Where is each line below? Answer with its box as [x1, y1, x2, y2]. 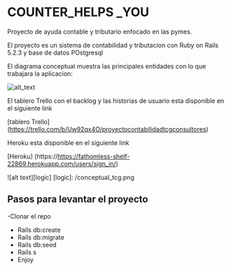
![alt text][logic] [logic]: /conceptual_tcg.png [7, 173, 134, 181]
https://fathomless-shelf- [57, 152, 130, 160]
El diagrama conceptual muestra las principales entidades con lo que [7, 62, 206, 70]
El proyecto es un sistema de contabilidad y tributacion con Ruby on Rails [7, 41, 219, 49]
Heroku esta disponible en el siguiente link [7, 138, 129, 147]
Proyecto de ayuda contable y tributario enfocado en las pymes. [7, 27, 192, 36]
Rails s [17, 248, 37, 256]
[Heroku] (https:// [7, 152, 58, 160]
